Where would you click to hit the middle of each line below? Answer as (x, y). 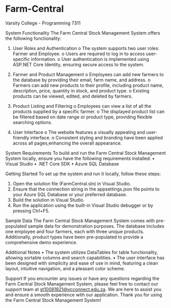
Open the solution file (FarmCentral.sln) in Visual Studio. (72, 183)
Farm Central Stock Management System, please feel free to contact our (82, 283)
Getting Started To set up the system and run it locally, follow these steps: (83, 174)
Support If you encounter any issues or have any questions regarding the (82, 278)
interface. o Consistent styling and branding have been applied (97, 137)
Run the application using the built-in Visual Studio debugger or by (83, 205)
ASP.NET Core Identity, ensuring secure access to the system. (79, 64)
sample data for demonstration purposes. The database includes (96, 226)
